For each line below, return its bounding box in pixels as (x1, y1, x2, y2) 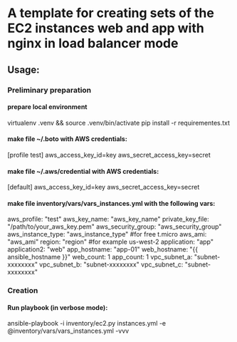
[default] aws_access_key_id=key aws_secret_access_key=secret (7, 183, 200, 192)
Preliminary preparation (7, 85, 92, 95)
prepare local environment (7, 103, 88, 111)
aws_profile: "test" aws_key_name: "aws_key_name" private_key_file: (7, 215, 210, 224)
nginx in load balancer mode (7, 36, 179, 51)
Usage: (7, 63, 41, 76)
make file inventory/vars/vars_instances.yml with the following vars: (7, 199, 216, 207)
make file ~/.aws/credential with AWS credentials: (7, 167, 159, 175)
